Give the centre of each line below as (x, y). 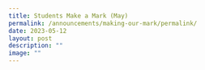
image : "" (25, 53)
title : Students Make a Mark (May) (68, 16)
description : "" (36, 46)
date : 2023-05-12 (38, 31)
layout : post (30, 38)
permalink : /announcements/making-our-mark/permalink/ (103, 23)
